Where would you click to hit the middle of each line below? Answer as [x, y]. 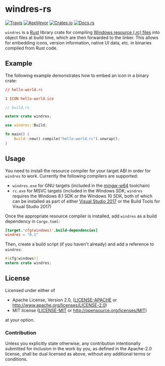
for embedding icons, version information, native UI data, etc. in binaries [78, 42]
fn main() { [17, 134]
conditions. [16, 359]
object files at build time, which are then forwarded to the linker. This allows [82, 37]
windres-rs [28, 9]
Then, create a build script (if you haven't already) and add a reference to [80, 244]
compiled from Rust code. [31, 48]
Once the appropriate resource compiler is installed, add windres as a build [81, 216]
